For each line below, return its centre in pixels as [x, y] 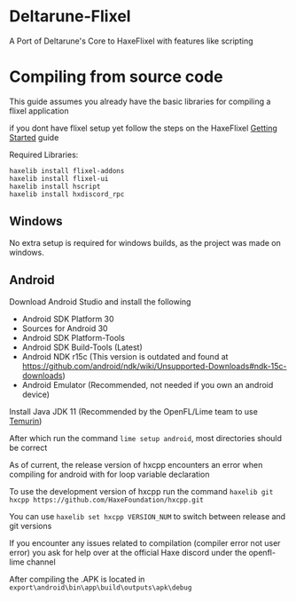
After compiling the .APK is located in [77, 579]
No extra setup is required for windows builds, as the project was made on [145, 242]
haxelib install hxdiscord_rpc [67, 194]
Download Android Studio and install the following [100, 301]
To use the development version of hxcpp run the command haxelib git [141, 491]
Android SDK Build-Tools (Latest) [82, 347]
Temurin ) [26, 421]
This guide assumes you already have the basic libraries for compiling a [140, 101]
